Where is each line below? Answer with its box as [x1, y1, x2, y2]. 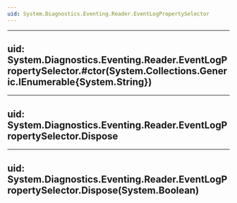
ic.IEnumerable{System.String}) [7, 76, 152, 88]
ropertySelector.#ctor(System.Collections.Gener [7, 65, 228, 78]
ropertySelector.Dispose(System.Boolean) [7, 184, 200, 196]
